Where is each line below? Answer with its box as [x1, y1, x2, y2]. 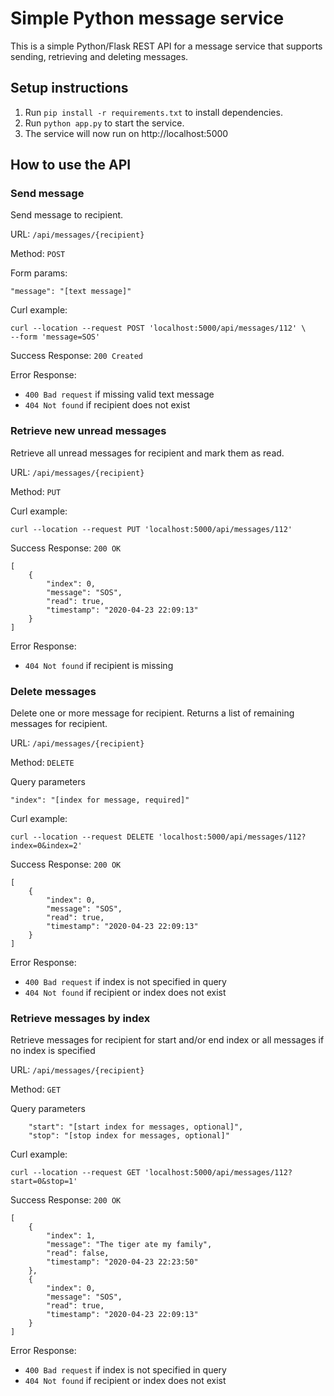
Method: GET [10, 1083, 62, 1096]
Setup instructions [10, 80, 129, 97]
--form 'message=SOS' [10, 332, 101, 342]
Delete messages [10, 684, 97, 698]
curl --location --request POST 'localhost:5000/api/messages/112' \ [10, 323, 307, 334]
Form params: [10, 267, 68, 279]
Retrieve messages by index [10, 1011, 151, 1025]
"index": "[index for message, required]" [10, 795, 190, 806]
